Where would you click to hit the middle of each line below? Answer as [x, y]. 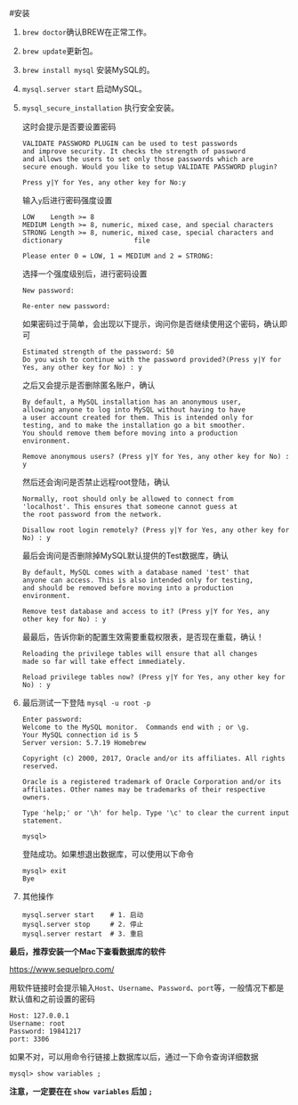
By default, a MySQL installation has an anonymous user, [132, 402]
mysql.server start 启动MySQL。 [84, 89]
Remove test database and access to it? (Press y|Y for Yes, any [145, 611]
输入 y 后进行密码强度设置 [67, 200]
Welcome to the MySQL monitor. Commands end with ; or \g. [136, 727]
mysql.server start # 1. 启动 [83, 915]
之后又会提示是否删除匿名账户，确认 [89, 385]
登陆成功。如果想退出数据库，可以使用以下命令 [108, 854]
